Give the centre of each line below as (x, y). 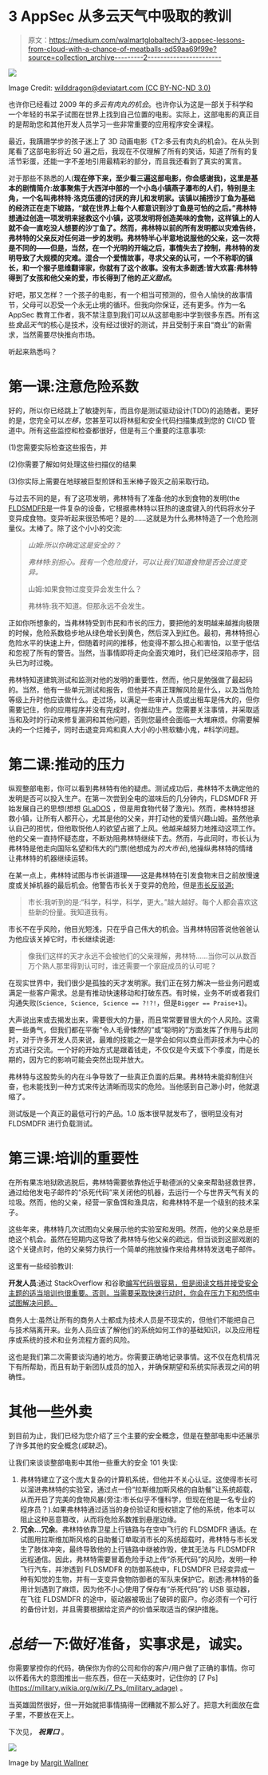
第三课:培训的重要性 (74, 1158)
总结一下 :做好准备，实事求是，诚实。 (130, 1644)
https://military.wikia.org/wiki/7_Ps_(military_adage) (95, 1687)
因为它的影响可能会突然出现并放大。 (89, 1059)
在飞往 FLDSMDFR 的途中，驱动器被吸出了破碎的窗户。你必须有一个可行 (138, 1599)
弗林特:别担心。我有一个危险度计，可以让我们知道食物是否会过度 (134, 562)
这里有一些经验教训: (41, 1266)
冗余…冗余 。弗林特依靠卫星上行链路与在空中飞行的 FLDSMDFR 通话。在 (138, 1529)
